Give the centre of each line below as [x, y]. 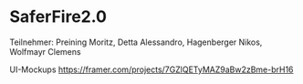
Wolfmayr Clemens [45, 51]
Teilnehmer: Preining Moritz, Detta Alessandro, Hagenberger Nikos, [136, 42]
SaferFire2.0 [58, 17]
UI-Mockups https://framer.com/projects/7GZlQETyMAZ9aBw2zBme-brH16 [151, 69]
